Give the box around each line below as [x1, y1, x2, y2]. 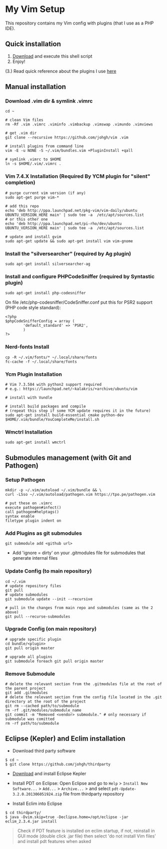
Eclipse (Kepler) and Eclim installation [5, 735, 126, 743]
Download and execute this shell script [12, 53, 92, 59]
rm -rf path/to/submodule [5, 721, 59, 726]
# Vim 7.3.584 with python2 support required [5, 382, 101, 387]
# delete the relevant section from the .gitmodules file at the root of [5, 682, 162, 687]
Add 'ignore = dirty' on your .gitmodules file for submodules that [12, 550, 145, 556]
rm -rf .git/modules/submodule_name [5, 708, 81, 713]
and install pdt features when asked [17, 838, 91, 844]
